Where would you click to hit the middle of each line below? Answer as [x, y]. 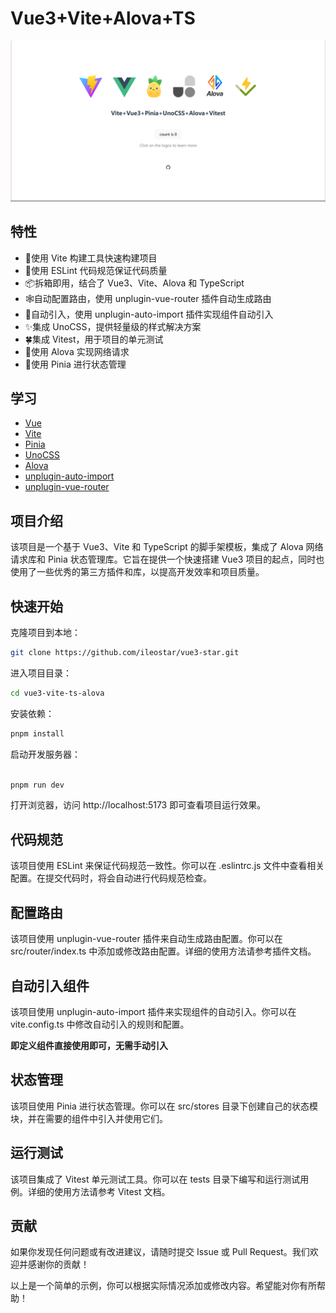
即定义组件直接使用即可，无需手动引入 [89, 1045]
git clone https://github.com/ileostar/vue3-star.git [125, 653]
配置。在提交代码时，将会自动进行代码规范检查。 [111, 878]
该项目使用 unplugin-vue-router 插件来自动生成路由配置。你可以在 [146, 939]
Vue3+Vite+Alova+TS [103, 18]
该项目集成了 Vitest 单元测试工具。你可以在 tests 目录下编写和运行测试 [155, 1179]
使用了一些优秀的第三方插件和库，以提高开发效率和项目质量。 [137, 572]
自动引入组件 [50, 985]
